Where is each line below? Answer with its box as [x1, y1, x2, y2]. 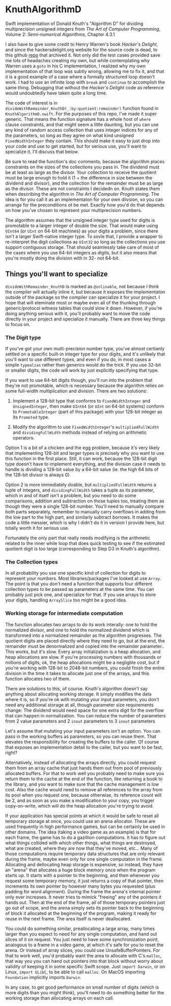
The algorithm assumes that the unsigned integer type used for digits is [5, 217, 155, 223]
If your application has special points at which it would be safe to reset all [5, 812, 159, 819]
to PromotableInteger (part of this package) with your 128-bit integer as [12, 409, 163, 415]
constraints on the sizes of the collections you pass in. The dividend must [5, 164, 160, 170]
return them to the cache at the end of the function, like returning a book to [5, 776, 163, 782]
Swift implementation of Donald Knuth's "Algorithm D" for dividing [5, 20, 144, 27]
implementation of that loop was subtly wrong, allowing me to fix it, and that [5, 68, 164, 74]
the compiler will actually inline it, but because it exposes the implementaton [5, 289, 165, 295]
